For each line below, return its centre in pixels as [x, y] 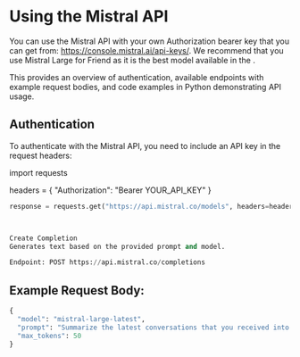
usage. [22, 96]
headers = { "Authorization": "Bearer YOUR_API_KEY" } [110, 190]
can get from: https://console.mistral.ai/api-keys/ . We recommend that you [146, 50]
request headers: [41, 155]
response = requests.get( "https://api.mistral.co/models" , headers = [139, 206]
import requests [39, 172]
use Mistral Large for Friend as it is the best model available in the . [133, 60]
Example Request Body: [77, 291]
